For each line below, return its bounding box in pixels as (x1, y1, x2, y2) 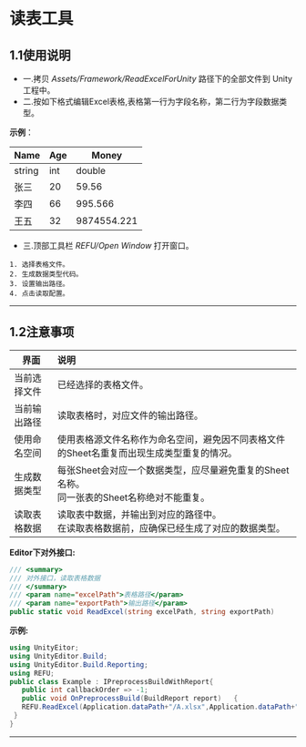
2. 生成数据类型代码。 (9, 270, 84, 279)
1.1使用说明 (9, 47, 71, 63)
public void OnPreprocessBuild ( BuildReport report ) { (21, 694, 239, 703)
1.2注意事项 (9, 324, 75, 340)
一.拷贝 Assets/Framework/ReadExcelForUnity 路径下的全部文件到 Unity (22, 74, 293, 84)
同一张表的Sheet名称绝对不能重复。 (56, 491, 210, 504)
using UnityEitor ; (9, 643, 79, 652)
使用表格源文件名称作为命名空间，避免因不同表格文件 (56, 433, 285, 445)
